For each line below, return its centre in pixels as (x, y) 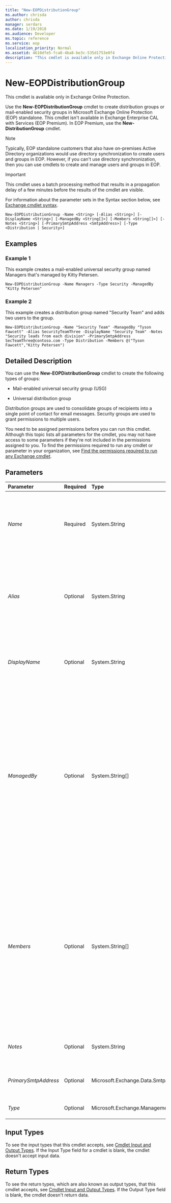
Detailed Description (39, 361)
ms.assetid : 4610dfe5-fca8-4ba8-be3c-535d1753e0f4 (60, 53)
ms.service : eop (22, 43)
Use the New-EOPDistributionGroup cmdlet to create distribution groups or (85, 107)
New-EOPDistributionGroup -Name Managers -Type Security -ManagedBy (79, 284)
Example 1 (18, 258)
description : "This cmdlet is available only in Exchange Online (76, 57)
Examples (21, 244)
